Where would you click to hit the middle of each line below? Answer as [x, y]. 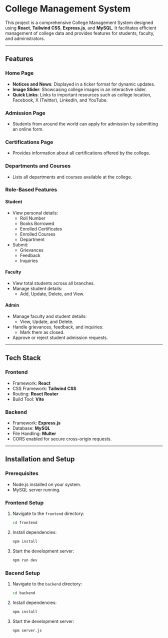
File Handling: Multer [34, 433]
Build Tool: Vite [28, 399]
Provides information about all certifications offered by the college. [81, 153]
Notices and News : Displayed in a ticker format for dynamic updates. [84, 84]
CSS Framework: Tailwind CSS [44, 388]
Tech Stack [23, 358]
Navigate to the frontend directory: [48, 513]
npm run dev [25, 560]
